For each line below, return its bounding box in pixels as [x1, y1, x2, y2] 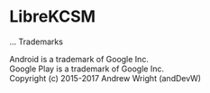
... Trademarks [9, 36, 63, 47]
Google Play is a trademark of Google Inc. [9, 63, 165, 74]
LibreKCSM [9, 6, 96, 27]
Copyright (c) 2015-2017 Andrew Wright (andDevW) [9, 72, 201, 83]
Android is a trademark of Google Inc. [9, 53, 149, 64]
